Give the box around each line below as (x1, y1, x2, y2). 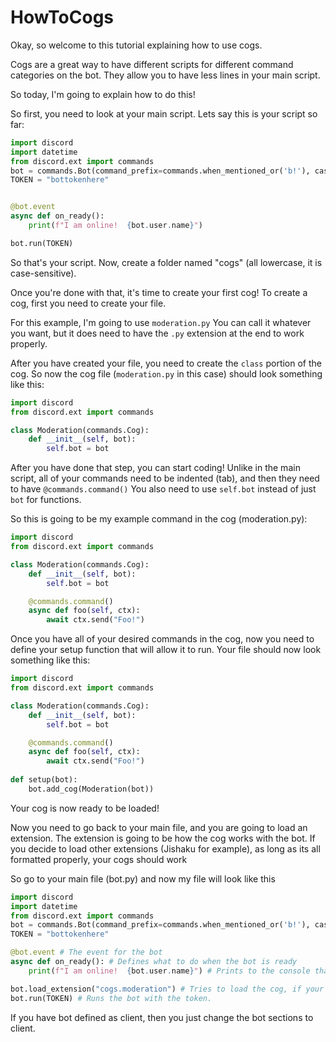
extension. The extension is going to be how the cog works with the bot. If (10, 832, 316, 844)
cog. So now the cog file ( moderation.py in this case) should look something (10, 367, 323, 380)
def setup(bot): (10, 775, 78, 785)
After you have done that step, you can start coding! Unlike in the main (10, 462, 301, 474)
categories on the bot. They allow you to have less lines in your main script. (10, 69, 321, 81)
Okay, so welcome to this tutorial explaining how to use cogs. (10, 39, 263, 51)
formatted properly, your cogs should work (10, 853, 188, 865)
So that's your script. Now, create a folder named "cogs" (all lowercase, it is (10, 256, 323, 268)
